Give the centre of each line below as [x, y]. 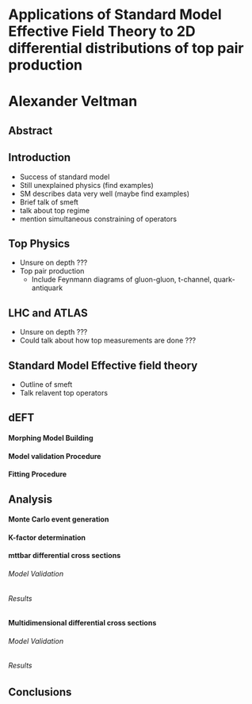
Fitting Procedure [38, 474]
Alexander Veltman [73, 101]
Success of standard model [65, 177]
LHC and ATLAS [48, 313]
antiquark [47, 288]
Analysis [31, 499]
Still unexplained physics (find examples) [86, 185]
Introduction [40, 157]
